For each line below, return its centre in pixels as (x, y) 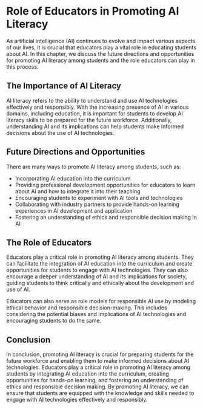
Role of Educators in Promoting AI (93, 11)
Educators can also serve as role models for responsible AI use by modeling (101, 301)
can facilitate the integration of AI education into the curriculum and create (99, 264)
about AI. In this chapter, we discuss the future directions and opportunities (100, 53)
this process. (22, 67)
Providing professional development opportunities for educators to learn (105, 185)
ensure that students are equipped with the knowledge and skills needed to (100, 393)
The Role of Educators (49, 242)
